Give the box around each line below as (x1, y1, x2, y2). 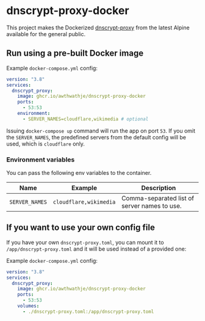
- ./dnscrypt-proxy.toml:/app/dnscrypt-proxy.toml (22, 308, 154, 315)
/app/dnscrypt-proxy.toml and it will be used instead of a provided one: (6, 245, 187, 253)
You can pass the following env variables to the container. (6, 169, 152, 177)
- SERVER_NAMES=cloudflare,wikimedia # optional (22, 116, 149, 122)
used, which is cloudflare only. (6, 140, 85, 147)
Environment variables (6, 155, 75, 164)
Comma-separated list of (121, 194, 195, 202)
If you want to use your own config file (6, 223, 156, 233)
